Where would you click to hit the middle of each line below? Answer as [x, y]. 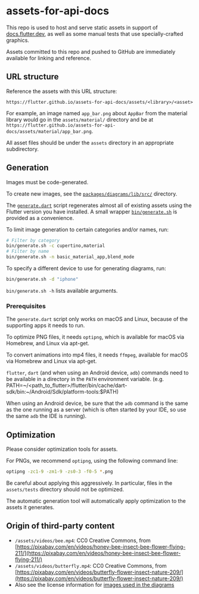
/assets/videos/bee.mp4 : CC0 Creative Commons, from [83, 540]
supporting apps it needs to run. [46, 326]
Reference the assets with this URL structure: [62, 91]
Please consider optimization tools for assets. [62, 449]
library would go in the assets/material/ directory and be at [80, 119]
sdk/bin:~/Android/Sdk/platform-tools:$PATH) [63, 392]
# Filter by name [28, 252]
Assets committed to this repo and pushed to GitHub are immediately [91, 51]
